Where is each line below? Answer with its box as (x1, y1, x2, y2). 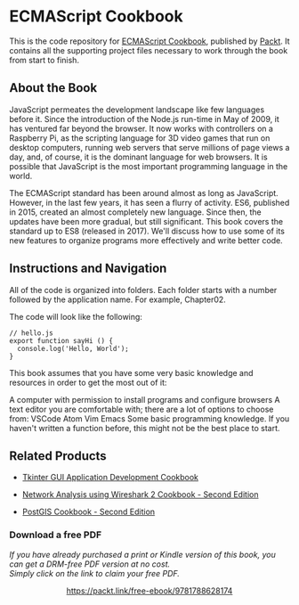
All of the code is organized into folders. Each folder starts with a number (9, 284, 278, 295)
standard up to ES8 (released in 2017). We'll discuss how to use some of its (9, 225, 285, 236)
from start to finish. (9, 54, 80, 65)
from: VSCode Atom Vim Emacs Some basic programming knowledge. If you (9, 413, 290, 424)
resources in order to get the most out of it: (9, 377, 167, 388)
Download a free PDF (9, 528, 102, 541)
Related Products (9, 448, 107, 463)
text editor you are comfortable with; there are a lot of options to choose (9, 404, 274, 414)
